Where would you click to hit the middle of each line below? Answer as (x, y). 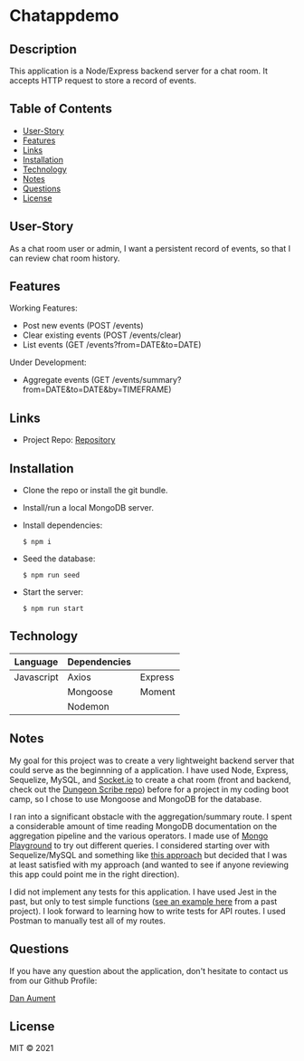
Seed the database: (59, 559)
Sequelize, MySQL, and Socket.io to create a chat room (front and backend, (150, 779)
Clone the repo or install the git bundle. (95, 491)
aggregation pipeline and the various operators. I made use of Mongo (139, 836)
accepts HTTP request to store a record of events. (103, 81)
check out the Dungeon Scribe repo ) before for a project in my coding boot (149, 789)
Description (43, 49)
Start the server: (53, 592)
